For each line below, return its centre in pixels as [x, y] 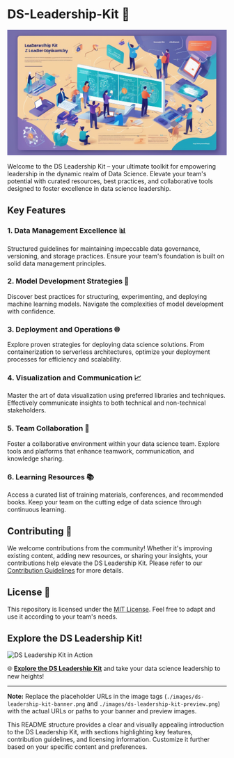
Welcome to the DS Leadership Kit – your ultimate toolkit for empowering [112, 166]
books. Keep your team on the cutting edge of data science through [104, 502]
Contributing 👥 [40, 531]
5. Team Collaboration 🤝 [48, 428]
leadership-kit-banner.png [46, 704]
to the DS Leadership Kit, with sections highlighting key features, [100, 732]
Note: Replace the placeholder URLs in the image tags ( [87, 697]
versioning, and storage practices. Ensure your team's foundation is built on [116, 256]
